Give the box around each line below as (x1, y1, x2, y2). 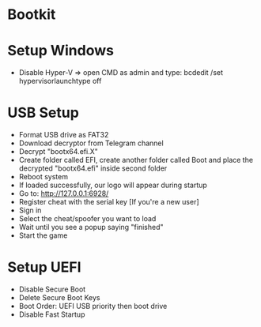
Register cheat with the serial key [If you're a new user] (18, 197, 199, 207)
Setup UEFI (7, 258, 81, 276)
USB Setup (7, 104, 80, 122)
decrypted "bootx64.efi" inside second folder (18, 163, 168, 173)
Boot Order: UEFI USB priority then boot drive (18, 302, 168, 310)
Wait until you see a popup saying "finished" (18, 223, 164, 232)
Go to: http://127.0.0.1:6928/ (18, 189, 109, 198)
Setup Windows (7, 42, 114, 60)
